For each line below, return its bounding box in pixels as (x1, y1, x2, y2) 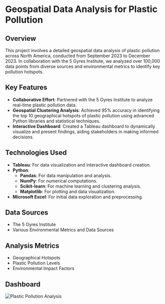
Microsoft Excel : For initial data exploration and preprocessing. (12, 194, 143, 200)
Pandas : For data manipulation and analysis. (20, 172, 112, 179)
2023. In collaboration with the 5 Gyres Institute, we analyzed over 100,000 (5, 58, 160, 64)
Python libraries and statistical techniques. (12, 118, 101, 124)
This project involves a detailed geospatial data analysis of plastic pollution (5, 48, 160, 53)
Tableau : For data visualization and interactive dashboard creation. (12, 162, 151, 168)
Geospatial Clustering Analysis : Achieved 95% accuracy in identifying (12, 107, 160, 113)
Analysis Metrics (5, 241, 59, 250)
